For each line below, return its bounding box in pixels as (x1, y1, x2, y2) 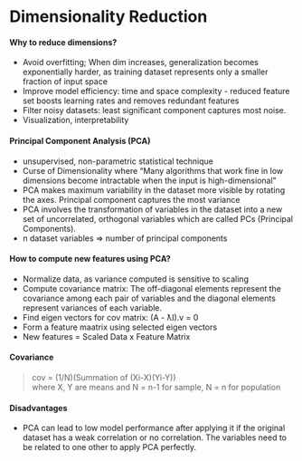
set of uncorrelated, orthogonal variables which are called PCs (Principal (22, 213, 294, 224)
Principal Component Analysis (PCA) (9, 135, 151, 146)
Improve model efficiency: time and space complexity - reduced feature (22, 86, 291, 97)
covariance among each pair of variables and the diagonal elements (22, 293, 276, 303)
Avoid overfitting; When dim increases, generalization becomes (22, 57, 260, 68)
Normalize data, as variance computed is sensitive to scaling (22, 274, 249, 284)
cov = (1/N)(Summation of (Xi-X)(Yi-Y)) (31, 372, 176, 382)
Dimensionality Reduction (9, 6, 208, 27)
